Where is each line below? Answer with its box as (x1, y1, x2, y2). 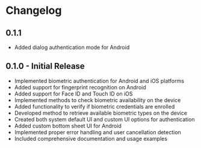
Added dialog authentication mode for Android (14, 43, 130, 51)
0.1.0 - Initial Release (5, 61, 85, 71)
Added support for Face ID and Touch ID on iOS (14, 90, 133, 97)
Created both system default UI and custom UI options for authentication (14, 115, 195, 123)
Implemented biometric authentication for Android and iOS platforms (14, 77, 185, 85)
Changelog (5, 4, 62, 18)
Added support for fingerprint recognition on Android (14, 83, 147, 91)
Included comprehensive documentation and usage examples (14, 135, 168, 142)
